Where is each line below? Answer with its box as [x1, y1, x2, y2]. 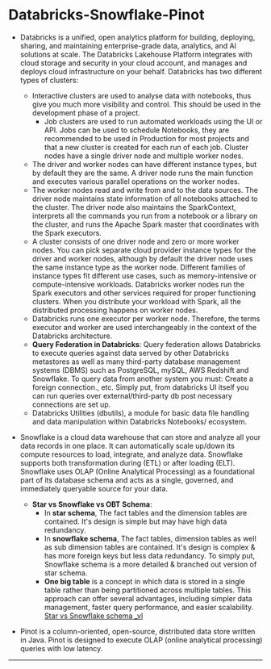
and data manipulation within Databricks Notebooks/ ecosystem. [31, 416, 248, 426]
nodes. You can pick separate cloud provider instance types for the [31, 245, 256, 255]
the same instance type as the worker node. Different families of [31, 262, 246, 272]
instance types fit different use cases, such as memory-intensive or [31, 270, 256, 280]
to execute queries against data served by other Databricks [31, 348, 230, 357]
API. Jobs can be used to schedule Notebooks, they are [44, 125, 230, 135]
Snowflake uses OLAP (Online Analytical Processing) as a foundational [19, 466, 256, 476]
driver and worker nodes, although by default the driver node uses [31, 253, 253, 263]
